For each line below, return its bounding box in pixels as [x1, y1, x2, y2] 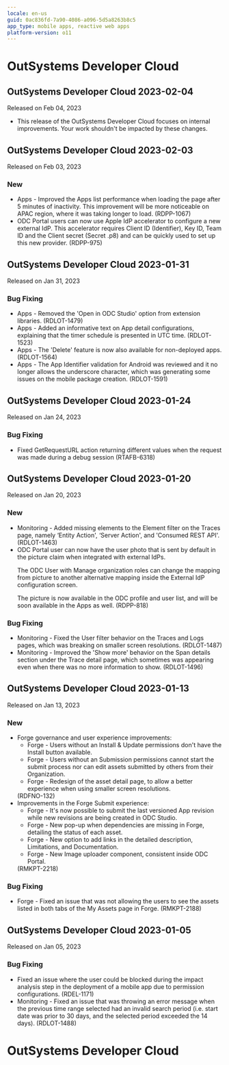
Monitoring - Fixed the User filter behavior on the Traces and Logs [16, 634, 204, 642]
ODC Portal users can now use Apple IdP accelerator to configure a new [16, 217, 221, 225]
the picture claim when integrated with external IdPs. [16, 553, 166, 561]
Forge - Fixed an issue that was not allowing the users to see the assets [16, 897, 219, 905]
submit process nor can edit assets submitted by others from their [27, 763, 214, 771]
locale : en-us [7, 10, 48, 17]
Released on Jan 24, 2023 [7, 413, 81, 421]
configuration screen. [16, 580, 78, 589]
